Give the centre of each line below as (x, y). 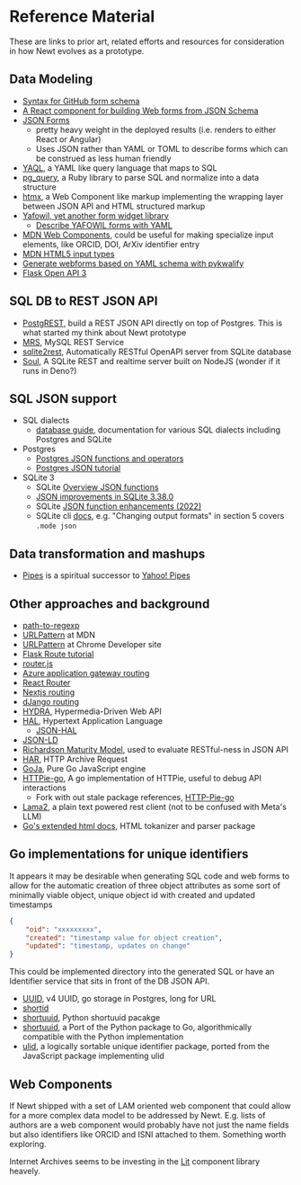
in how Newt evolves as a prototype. (77, 50)
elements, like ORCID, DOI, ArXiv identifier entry (111, 244)
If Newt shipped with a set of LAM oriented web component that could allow (150, 1106)
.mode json (56, 526)
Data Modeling (51, 80)
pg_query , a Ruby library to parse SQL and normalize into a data (141, 177)
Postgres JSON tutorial (78, 468)
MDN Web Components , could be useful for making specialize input (148, 235)
